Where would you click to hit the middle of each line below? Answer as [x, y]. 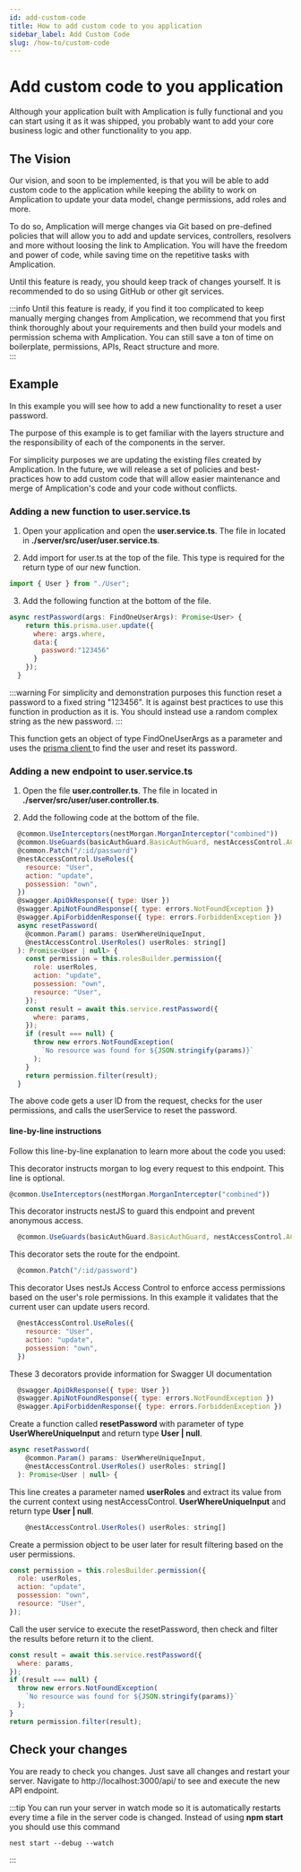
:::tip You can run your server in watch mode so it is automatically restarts [145, 1808]
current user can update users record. [80, 1307]
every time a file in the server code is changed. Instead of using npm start [146, 1817]
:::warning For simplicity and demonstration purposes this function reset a [146, 692]
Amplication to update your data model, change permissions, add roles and [148, 199]
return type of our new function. [82, 567]
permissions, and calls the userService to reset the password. [123, 1111]
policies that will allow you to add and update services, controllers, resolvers [150, 236]
